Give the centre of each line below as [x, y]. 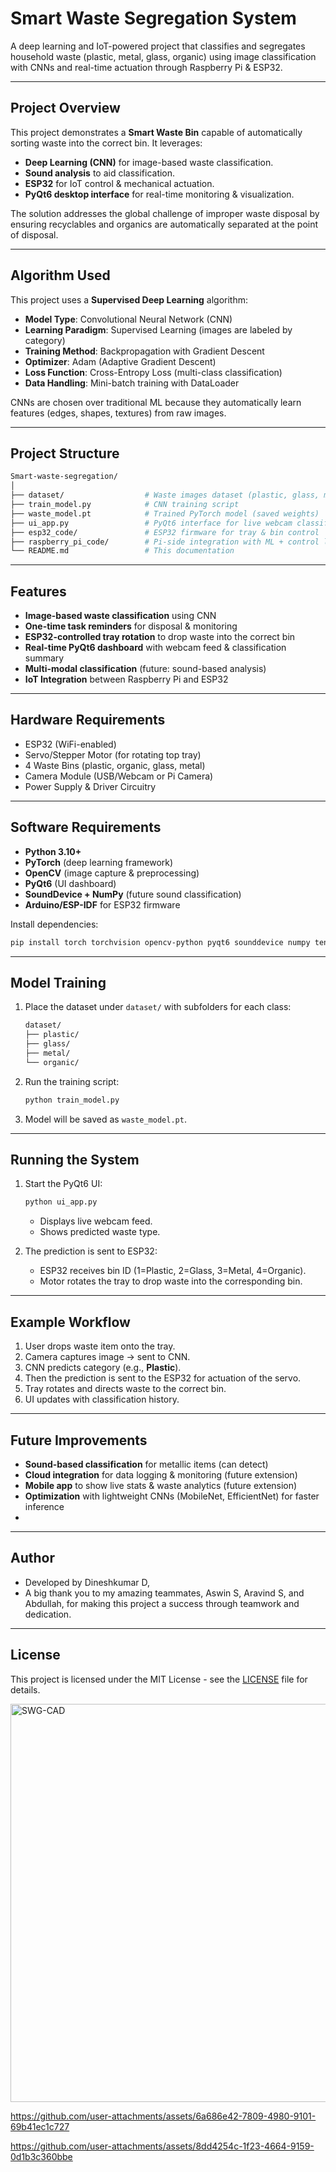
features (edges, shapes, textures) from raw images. [118, 413]
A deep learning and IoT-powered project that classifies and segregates [158, 46]
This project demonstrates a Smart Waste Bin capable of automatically [156, 132]
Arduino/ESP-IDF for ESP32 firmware [102, 904]
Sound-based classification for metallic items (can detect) [146, 1464]
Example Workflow [70, 1322]
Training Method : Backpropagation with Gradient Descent [144, 351]
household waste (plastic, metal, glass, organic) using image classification [163, 56]
